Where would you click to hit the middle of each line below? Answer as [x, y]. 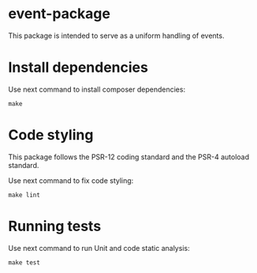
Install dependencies [78, 67]
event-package [59, 14]
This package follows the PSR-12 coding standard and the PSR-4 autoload [129, 157]
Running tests [55, 226]
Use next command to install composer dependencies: [97, 89]
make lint [24, 195]
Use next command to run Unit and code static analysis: [99, 248]
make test [24, 262]
